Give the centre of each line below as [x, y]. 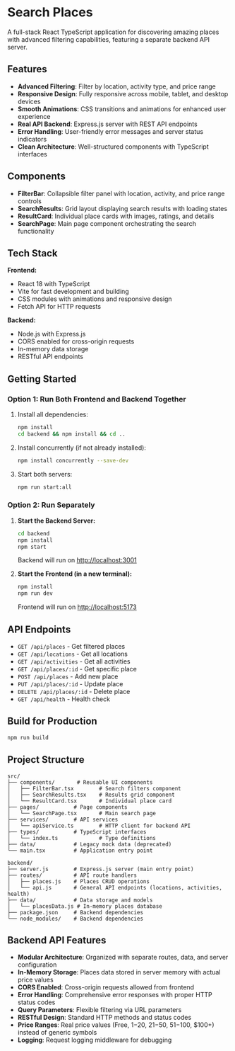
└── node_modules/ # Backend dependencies [75, 919]
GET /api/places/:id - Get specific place [77, 669]
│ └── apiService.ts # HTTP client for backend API [99, 826]
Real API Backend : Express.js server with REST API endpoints [107, 124]
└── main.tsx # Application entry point [80, 851]
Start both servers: [45, 474]
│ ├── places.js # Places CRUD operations [79, 881]
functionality [36, 231]
